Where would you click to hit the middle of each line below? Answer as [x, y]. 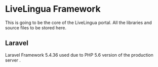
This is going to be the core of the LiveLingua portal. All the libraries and [79, 22]
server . [13, 60]
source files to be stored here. [36, 27]
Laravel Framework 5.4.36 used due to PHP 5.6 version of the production [79, 55]
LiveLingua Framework [53, 9]
